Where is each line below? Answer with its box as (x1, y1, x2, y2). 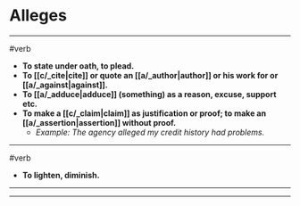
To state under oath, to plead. (21, 60, 135, 71)
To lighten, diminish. (21, 169, 100, 180)
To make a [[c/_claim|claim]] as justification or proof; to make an (21, 108, 266, 119)
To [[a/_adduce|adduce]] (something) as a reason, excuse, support (21, 88, 277, 99)
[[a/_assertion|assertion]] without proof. (21, 117, 177, 128)
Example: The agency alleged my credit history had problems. (35, 127, 265, 137)
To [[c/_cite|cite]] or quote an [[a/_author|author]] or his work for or (21, 70, 279, 80)
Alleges (9, 5, 67, 26)
